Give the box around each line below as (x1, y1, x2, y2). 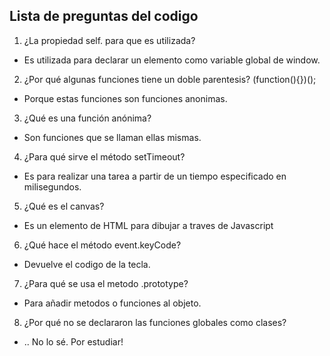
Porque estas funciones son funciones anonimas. (23, 92, 228, 104)
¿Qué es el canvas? (23, 200, 105, 212)
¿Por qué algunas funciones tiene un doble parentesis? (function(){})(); (23, 73, 317, 85)
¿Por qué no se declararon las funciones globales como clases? (23, 316, 287, 328)
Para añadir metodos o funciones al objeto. (23, 297, 202, 309)
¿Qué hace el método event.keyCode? (23, 239, 182, 251)
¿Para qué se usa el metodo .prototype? (23, 277, 189, 289)
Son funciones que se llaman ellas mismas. (23, 131, 202, 143)
